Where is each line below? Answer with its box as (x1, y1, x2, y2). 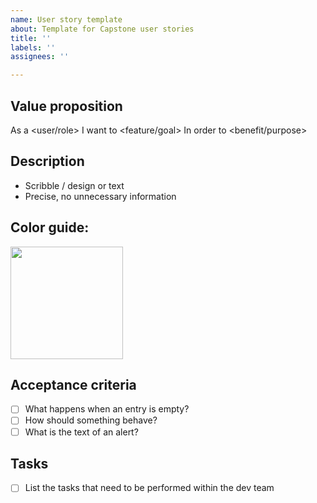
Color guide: (10, 219, 90, 236)
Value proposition (10, 97, 123, 115)
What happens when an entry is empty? (24, 403, 190, 415)
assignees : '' (10, 52, 70, 62)
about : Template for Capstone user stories (10, 24, 195, 34)
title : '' (10, 33, 52, 43)
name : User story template (10, 14, 123, 25)
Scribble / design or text (24, 179, 125, 191)
